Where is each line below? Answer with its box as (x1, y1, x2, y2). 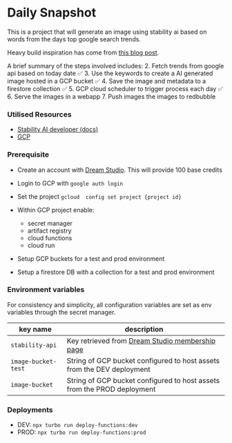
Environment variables (7, 285, 85, 295)
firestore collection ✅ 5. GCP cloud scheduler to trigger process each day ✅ (7, 84, 224, 92)
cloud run (27, 241, 55, 249)
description (124, 324, 164, 334)
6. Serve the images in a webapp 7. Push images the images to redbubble (7, 92, 216, 101)
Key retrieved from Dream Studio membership (66, 336, 216, 346)
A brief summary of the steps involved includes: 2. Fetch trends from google (7, 61, 224, 70)
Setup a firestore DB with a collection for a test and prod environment (17, 268, 215, 276)
